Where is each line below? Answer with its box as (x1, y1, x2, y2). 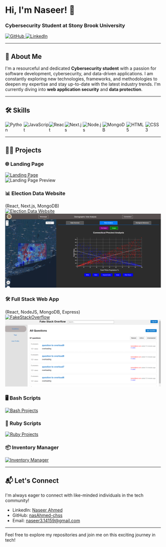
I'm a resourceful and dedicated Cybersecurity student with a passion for (5, 65, 157, 71)
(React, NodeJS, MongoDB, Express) (5, 309, 81, 315)
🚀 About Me (5, 52, 42, 61)
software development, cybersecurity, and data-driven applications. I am (5, 71, 153, 77)
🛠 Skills (5, 106, 31, 114)
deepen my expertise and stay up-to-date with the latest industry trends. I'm (5, 81, 161, 87)
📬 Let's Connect (5, 477, 59, 485)
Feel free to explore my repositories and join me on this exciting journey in (5, 532, 156, 538)
